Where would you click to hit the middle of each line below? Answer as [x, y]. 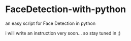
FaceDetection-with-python [66, 9]
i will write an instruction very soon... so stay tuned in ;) [63, 33]
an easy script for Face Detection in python [50, 23]
